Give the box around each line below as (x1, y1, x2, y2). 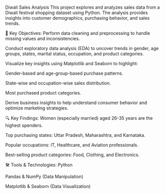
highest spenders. (5, 122, 43, 128)
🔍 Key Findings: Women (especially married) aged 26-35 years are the (5, 115, 153, 121)
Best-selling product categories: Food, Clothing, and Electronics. (5, 152, 140, 158)
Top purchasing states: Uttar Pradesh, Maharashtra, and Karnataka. (5, 132, 146, 138)
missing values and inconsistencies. (5, 35, 80, 41)
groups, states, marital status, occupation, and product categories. (5, 51, 144, 57)
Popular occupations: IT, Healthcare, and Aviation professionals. (5, 142, 139, 148)
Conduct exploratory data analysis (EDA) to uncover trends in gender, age (5, 45, 159, 51)
